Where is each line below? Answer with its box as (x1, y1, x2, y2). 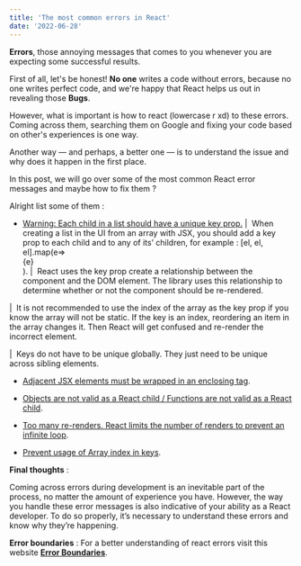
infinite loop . (22, 429, 69, 440)
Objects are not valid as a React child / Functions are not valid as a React (22, 392, 292, 403)
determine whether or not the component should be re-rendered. (22, 284, 263, 295)
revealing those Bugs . (9, 92, 91, 103)
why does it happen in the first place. (9, 156, 146, 166)
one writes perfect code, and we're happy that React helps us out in (9, 83, 261, 94)
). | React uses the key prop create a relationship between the (22, 265, 253, 276)
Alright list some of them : (9, 200, 105, 211)
